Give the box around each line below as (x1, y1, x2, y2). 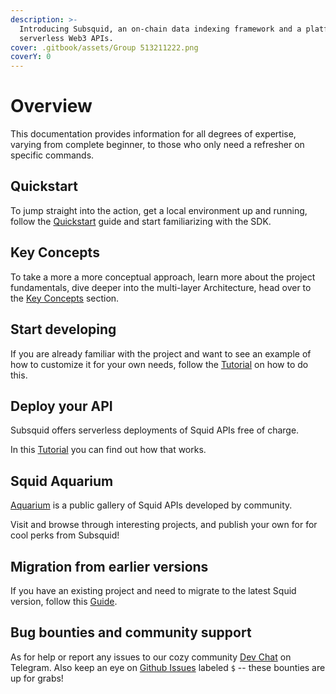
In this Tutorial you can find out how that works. (10, 444, 207, 456)
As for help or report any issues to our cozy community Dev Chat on (10, 651, 292, 663)
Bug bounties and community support (10, 624, 252, 641)
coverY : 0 (10, 52, 52, 62)
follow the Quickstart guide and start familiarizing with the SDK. (10, 215, 272, 227)
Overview (10, 95, 93, 118)
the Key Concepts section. (10, 292, 120, 304)
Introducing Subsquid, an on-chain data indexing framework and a (19, 24, 302, 34)
